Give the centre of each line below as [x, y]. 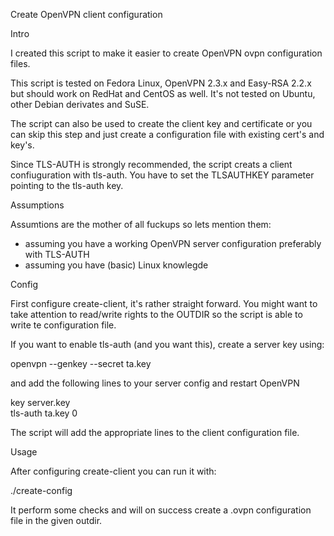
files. [20, 63]
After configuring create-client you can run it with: [113, 471]
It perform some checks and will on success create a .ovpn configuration [161, 510]
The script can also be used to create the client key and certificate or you [161, 123]
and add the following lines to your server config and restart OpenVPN [155, 383]
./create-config [41, 490]
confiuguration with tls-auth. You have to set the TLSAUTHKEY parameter [162, 175]
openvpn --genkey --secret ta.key [81, 363]
